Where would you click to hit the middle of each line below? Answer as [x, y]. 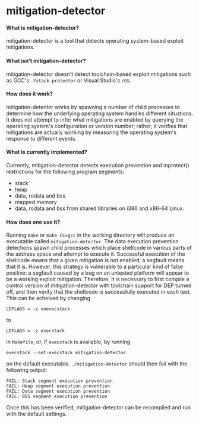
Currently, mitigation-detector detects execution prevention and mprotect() [98, 165]
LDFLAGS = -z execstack [36, 331]
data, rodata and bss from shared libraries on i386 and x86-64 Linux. [99, 208]
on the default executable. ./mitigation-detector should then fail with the [97, 364]
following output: [27, 370]
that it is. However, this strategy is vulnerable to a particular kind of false [94, 267]
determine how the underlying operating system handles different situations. [100, 113]
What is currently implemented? [47, 152]
